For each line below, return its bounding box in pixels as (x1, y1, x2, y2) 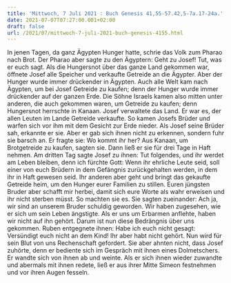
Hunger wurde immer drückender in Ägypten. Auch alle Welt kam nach (7, 77, 208, 86)
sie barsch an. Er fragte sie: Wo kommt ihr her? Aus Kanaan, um (7, 136, 188, 145)
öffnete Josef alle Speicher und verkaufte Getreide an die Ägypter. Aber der (7, 70, 223, 79)
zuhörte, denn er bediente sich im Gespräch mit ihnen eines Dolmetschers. (7, 246, 220, 255)
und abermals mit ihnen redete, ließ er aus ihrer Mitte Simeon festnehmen (7, 261, 217, 269)
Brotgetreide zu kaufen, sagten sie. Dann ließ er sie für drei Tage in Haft (7, 144, 211, 152)
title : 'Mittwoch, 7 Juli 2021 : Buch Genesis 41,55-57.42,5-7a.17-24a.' (7, 10, 224, 17)
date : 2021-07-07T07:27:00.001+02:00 (7, 17, 116, 23)
